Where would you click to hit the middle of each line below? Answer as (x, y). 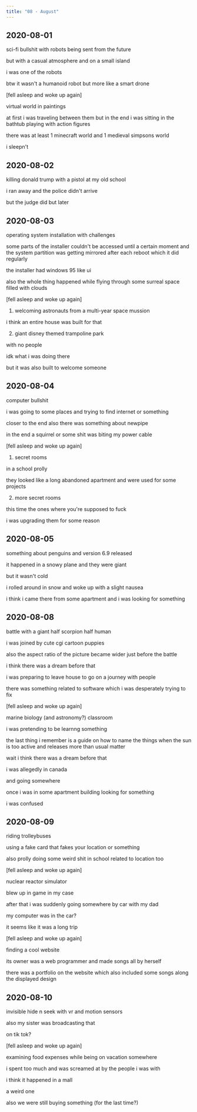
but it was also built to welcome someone (56, 368)
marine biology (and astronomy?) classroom (59, 717)
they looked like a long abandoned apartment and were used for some (91, 480)
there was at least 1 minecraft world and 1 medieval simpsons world (88, 135)
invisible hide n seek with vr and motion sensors (64, 1011)
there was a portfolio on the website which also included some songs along (97, 973)
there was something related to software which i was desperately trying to (96, 688)
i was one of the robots (34, 72)
